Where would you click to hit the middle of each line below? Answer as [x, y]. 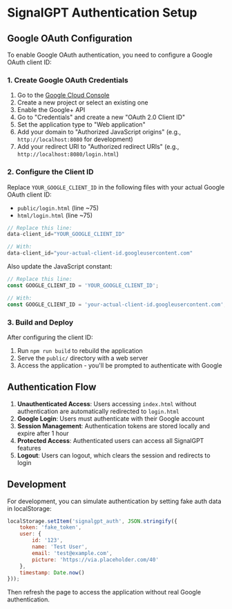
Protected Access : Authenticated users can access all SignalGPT [110, 440]
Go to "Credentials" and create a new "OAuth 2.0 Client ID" [101, 117]
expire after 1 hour [43, 433]
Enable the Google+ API [51, 110]
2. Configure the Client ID [50, 172]
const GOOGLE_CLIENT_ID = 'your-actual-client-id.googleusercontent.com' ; [117, 304]
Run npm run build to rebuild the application [80, 350]
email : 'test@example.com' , [72, 553]
